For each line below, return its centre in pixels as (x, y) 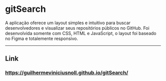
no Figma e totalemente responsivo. (41, 39)
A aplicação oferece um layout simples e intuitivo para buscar (68, 23)
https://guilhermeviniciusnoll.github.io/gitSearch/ (67, 73)
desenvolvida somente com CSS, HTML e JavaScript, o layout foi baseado (81, 33)
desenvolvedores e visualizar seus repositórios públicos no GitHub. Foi (77, 28)
